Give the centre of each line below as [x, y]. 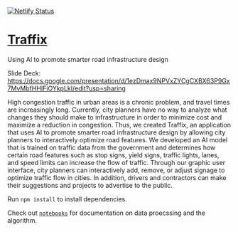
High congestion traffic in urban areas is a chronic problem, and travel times [119, 102]
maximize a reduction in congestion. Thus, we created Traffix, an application [119, 125]
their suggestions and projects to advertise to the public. [90, 185]
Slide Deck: [24, 73]
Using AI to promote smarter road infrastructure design [88, 59]
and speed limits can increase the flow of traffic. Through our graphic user [117, 162]
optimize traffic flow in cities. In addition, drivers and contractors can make [117, 177]
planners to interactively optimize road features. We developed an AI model [118, 139]
